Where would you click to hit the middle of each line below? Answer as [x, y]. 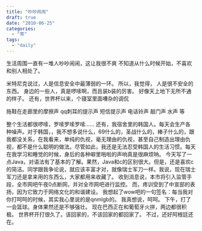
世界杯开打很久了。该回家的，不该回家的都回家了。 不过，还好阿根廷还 [106, 214]
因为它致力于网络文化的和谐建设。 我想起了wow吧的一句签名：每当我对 [105, 192]
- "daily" [24, 46]
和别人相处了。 [25, 70]
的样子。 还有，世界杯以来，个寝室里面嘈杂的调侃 [68, 98]
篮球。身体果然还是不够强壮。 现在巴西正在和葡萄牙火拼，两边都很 [99, 207]
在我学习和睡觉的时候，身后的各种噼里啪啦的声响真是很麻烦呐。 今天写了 [96, 154]
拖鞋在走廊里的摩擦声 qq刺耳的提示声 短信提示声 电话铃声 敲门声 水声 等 [96, 111]
